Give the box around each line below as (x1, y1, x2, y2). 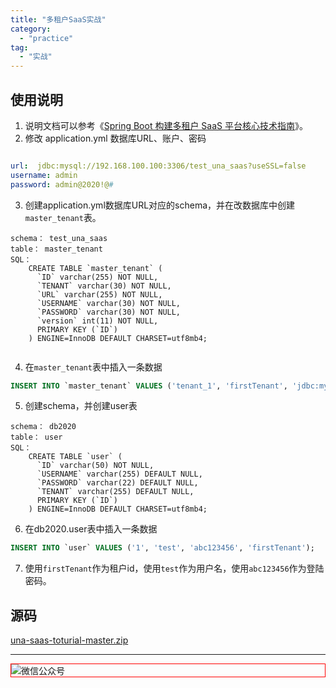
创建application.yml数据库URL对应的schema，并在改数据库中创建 (24, 199, 296, 211)
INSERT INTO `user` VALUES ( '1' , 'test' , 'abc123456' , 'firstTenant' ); (10, 543, 315, 553)
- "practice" (19, 33, 74, 43)
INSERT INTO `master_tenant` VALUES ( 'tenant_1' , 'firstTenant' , (10, 381, 288, 391)
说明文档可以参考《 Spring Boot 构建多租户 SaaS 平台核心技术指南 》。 (24, 119, 308, 131)
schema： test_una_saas (10, 233, 108, 243)
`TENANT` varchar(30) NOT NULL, (36, 281, 172, 291)
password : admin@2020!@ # (10, 179, 114, 190)
